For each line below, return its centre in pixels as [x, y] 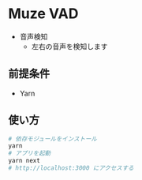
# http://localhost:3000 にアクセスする [71, 168]
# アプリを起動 [30, 154]
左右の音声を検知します [69, 46]
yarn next [24, 161]
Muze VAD [43, 14]
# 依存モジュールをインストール [52, 139]
